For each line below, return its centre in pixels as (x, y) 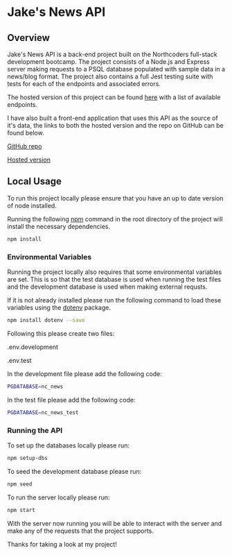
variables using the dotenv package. (59, 307)
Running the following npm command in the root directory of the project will (115, 219)
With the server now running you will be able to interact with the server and (115, 523)
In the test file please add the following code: (71, 400)
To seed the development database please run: (74, 471)
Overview (29, 38)
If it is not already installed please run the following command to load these (114, 300)
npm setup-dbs (28, 458)
